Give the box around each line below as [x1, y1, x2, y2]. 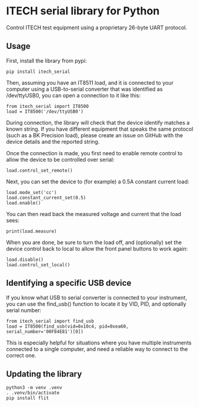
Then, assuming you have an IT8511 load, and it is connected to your [6, 79, 174, 86]
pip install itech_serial [6, 69, 70, 75]
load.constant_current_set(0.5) [6, 195, 86, 201]
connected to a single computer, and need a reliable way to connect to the [6, 345, 188, 353]
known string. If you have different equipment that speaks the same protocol [6, 125, 194, 132]
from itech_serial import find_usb [6, 318, 94, 324]
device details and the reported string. [6, 138, 100, 145]
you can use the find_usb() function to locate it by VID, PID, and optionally [6, 300, 187, 307]
